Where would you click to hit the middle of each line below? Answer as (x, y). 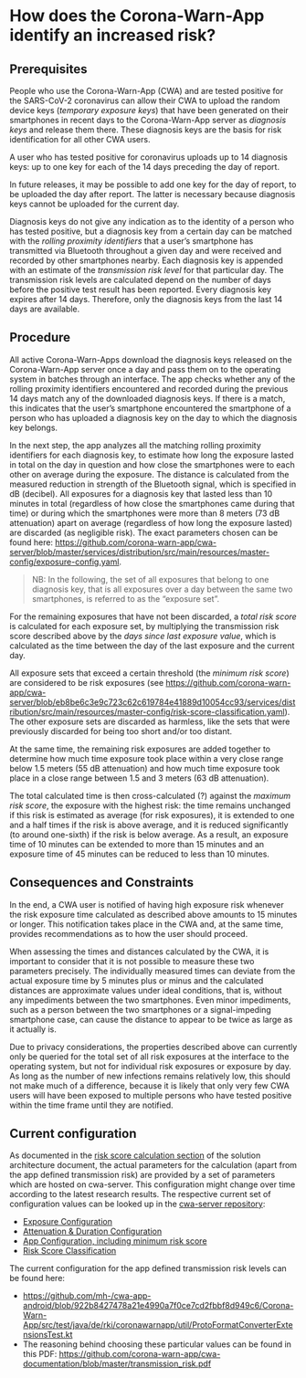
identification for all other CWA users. (80, 139)
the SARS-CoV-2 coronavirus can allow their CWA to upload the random (145, 100)
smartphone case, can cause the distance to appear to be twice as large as (151, 1019)
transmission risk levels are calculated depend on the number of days (140, 280)
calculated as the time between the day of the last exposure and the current (152, 646)
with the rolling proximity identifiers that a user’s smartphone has (132, 241)
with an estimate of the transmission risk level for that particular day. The (147, 270)
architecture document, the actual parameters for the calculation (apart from (153, 1165)
